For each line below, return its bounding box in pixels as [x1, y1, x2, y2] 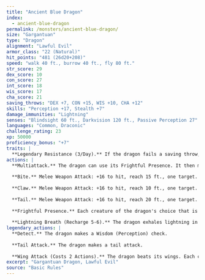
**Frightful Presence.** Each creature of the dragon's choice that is [12, 208, 198, 214]
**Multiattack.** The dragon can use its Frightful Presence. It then [12, 163, 195, 169]
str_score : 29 [6, 65, 43, 72]
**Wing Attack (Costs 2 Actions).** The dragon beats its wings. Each [12, 253, 195, 260]
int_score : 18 [6, 83, 43, 89]
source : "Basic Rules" [6, 265, 64, 271]
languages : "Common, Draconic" [6, 123, 86, 129]
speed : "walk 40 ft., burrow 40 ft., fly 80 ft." [6, 60, 135, 66]
